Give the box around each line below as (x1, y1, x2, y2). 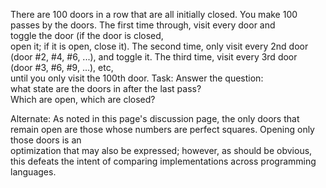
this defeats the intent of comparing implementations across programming (10, 155, 317, 167)
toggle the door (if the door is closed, (10, 30, 164, 41)
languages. (10, 166, 57, 178)
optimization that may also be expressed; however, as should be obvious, (10, 145, 313, 156)
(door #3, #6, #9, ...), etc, (10, 62, 114, 73)
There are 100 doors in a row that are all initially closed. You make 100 (10, 9, 298, 20)
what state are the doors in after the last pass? (10, 83, 202, 94)
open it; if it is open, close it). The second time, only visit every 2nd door (10, 40, 309, 52)
